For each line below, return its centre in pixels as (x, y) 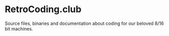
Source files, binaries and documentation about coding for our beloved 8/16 (84, 23)
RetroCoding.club (43, 9)
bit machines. (19, 28)
